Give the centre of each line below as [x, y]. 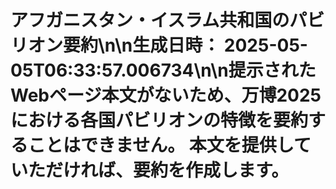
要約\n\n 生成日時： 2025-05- [185, 45]
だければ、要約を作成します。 [167, 170]
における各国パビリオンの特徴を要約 [159, 120]
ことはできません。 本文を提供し [161, 145]
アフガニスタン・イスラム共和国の [150, 20]
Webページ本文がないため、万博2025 [166, 95]
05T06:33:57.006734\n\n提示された [163, 70]
